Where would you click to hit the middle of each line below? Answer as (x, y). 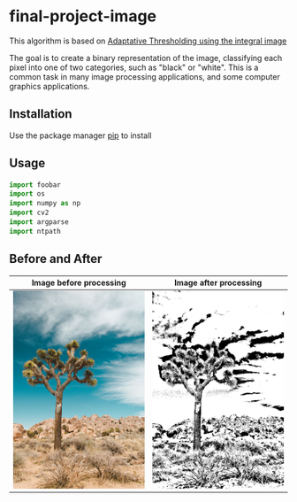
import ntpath (35, 231)
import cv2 (29, 213)
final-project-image (83, 16)
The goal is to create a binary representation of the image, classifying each (146, 58)
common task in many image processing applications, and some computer (145, 76)
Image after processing (218, 283)
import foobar (35, 185)
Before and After (56, 259)
